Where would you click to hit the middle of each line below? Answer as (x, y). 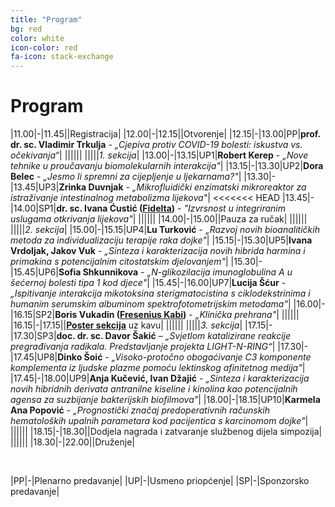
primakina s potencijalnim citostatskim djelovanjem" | (119, 262)
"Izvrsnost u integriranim (234, 208)
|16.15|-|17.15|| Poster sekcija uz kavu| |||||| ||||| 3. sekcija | (126, 325)
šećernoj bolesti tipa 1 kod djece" (79, 283)
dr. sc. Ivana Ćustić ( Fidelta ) (116, 208)
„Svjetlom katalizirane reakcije (228, 336)
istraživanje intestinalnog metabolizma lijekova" (109, 198)
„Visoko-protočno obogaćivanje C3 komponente (211, 357)
